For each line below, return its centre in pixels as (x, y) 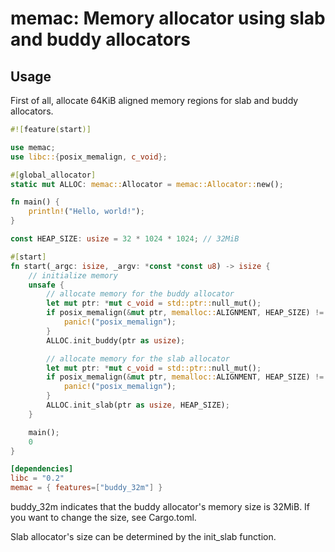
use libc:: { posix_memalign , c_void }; (89, 157)
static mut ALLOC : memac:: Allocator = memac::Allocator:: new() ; (147, 184)
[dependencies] (42, 469)
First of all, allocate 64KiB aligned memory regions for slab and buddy (154, 100)
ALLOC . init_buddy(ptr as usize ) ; (116, 340)
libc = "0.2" (37, 478)
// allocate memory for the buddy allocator (140, 294)
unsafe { (46, 285)
